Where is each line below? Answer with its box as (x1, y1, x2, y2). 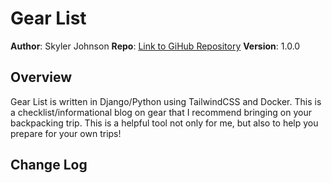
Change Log (10, 157, 88, 174)
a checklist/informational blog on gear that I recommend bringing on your (10, 106, 312, 118)
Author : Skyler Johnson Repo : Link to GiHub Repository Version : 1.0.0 (10, 40, 301, 52)
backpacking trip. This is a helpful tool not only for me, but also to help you (10, 117, 319, 129)
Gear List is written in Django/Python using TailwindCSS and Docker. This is (10, 95, 322, 107)
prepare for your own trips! (10, 127, 122, 139)
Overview (10, 69, 73, 86)
